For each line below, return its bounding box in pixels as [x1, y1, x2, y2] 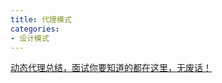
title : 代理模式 [10, 14, 72, 25]
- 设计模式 [10, 33, 50, 43]
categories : [10, 24, 60, 34]
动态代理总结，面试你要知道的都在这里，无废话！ [10, 62, 212, 74]
